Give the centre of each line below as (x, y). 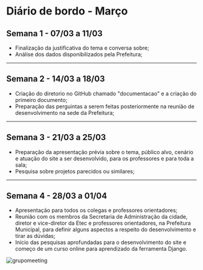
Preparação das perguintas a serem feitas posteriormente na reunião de (105, 106)
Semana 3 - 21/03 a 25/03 (56, 137)
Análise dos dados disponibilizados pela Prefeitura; (79, 54)
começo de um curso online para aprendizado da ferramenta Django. (101, 249)
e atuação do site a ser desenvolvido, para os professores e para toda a (105, 158)
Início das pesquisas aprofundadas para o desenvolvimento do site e (101, 242)
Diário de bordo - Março (67, 11)
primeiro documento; (41, 100)
